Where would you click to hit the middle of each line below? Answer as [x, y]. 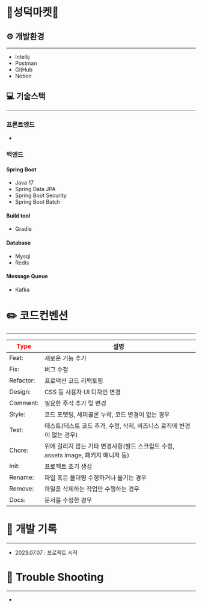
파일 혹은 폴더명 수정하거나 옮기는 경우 [96, 477]
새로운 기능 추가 [66, 358]
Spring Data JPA [35, 189]
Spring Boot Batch [38, 202]
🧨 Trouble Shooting [55, 577]
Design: [20, 391]
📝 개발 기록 [32, 529]
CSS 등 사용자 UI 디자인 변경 [83, 392]
